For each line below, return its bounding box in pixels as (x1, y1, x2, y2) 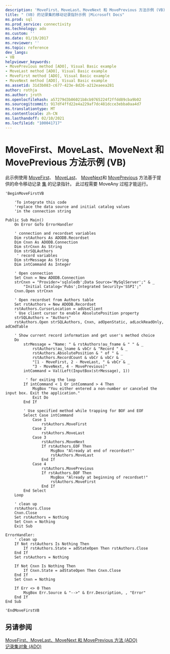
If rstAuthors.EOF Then (41, 444, 92, 449)
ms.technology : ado (5, 26, 47, 31)
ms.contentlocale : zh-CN (5, 111, 58, 117)
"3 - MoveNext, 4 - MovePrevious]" (32, 364, 108, 369)
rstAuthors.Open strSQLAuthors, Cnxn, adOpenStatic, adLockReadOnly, (14, 319, 164, 324)
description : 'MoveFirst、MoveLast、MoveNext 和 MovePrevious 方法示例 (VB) (5, 7, 165, 13)
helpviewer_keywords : (5, 59, 51, 64)
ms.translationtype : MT (5, 106, 56, 112)
